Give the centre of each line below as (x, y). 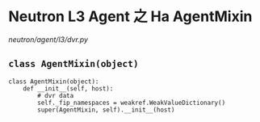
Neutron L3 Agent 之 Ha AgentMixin (130, 17)
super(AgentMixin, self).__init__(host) (106, 110)
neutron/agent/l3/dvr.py (48, 39)
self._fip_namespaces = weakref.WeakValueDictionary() (132, 103)
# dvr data (56, 95)
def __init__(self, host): (68, 88)
